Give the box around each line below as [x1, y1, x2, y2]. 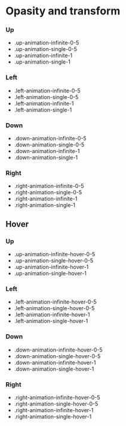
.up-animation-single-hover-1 [14, 270, 87, 277]
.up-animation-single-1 [14, 58, 71, 65]
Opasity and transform [5, 4, 121, 18]
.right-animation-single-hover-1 [14, 413, 92, 420]
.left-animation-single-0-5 [14, 93, 79, 100]
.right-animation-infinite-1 [14, 195, 78, 202]
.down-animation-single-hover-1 [14, 365, 94, 373]
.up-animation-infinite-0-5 [14, 39, 79, 46]
